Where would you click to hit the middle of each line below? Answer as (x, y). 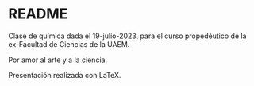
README (38, 14)
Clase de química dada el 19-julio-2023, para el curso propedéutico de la (127, 36)
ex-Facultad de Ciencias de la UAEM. (69, 44)
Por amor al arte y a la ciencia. (58, 60)
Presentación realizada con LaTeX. (65, 75)
